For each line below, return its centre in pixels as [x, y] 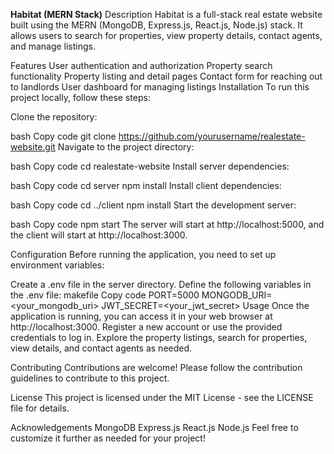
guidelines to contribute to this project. [90, 378]
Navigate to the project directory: [126, 147]
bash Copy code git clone [63, 136]
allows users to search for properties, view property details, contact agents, [166, 35]
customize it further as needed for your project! [108, 438]
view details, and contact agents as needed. [101, 348]
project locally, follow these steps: [80, 97]
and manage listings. [53, 46]
